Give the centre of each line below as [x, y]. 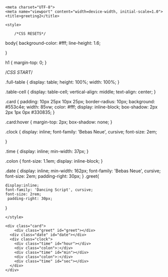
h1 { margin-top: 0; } [26, 62]
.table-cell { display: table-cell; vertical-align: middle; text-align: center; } [80, 92]
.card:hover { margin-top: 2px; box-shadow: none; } [59, 122]
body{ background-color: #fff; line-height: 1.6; [53, 43]
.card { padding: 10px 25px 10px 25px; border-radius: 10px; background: [80, 101]
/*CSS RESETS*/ [30, 34]
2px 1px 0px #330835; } [30, 112]
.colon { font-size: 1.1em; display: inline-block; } [54, 161]
